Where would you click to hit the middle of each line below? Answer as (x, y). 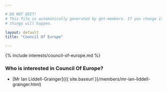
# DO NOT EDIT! (21, 14)
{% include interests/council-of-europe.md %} (53, 56)
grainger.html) (27, 85)
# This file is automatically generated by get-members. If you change (81, 19)
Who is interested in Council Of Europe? (54, 69)
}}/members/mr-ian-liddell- (123, 79)
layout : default (22, 32)
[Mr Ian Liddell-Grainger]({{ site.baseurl (53, 79)
